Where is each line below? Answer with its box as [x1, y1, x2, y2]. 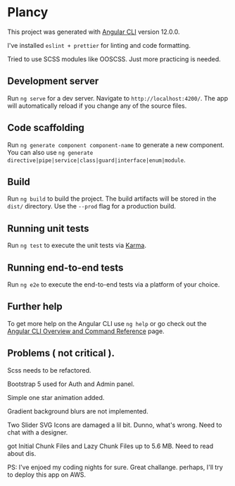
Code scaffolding [7, 122, 84, 134]
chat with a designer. [7, 428, 68, 437]
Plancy [7, 4, 49, 20]
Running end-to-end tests [7, 261, 124, 273]
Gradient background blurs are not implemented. [7, 406, 149, 416]
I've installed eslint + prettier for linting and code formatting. [7, 41, 191, 49]
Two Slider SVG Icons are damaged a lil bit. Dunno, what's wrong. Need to [7, 420, 222, 429]
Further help [7, 301, 63, 313]
